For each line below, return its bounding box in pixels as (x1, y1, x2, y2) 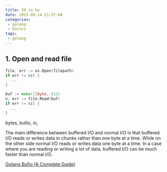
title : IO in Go (5, 7, 40, 13)
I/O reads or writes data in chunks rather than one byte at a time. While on (5, 135, 161, 141)
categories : (5, 17, 31, 22)
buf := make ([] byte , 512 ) (5, 92, 60, 97)
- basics (7, 26, 27, 32)
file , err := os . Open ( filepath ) (5, 68, 74, 73)
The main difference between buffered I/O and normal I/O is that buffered (5, 129, 160, 135)
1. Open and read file (5, 54, 72, 64)
